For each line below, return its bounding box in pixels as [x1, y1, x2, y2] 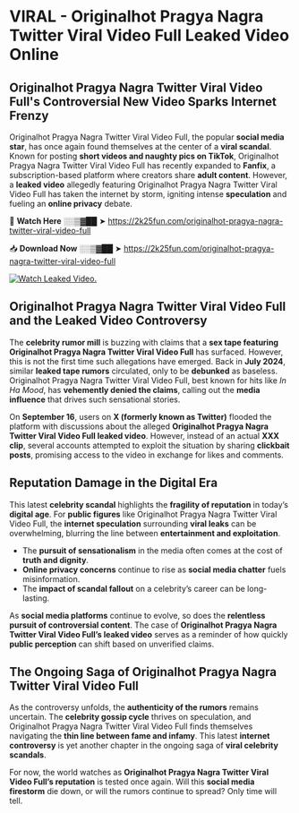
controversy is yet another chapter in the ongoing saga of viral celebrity [9, 740, 279, 751]
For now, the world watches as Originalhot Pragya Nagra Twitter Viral [9, 767, 269, 778]
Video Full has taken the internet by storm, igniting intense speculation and [9, 189, 287, 199]
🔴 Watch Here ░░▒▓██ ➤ [9, 216, 107, 226]
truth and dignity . [21, 554, 90, 565]
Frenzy [9, 107, 49, 123]
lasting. [21, 593, 50, 603]
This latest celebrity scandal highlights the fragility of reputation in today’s [9, 499, 289, 509]
